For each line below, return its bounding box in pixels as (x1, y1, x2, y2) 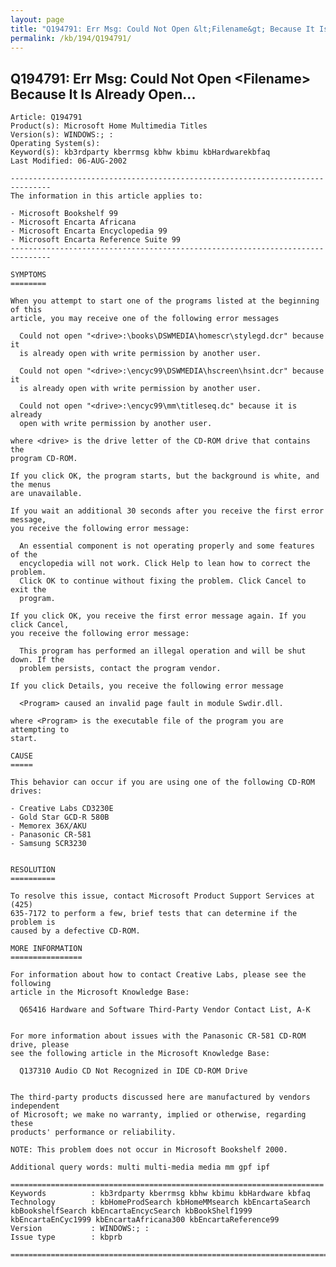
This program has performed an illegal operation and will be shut (19, 646, 307, 656)
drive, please (10, 1040, 70, 1050)
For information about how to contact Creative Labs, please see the (10, 970, 307, 980)
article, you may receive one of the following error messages (10, 314, 280, 324)
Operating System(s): (10, 139, 101, 149)
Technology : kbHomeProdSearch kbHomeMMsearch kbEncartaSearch (10, 1197, 311, 1208)
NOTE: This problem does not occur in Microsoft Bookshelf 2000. (10, 1145, 288, 1155)
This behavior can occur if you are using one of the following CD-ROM (10, 777, 315, 788)
